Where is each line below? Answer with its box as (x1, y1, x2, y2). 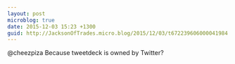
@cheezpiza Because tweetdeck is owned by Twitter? (7, 49, 164, 57)
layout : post (7, 10, 46, 17)
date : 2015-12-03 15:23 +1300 (7, 23, 96, 30)
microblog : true (7, 17, 55, 24)
